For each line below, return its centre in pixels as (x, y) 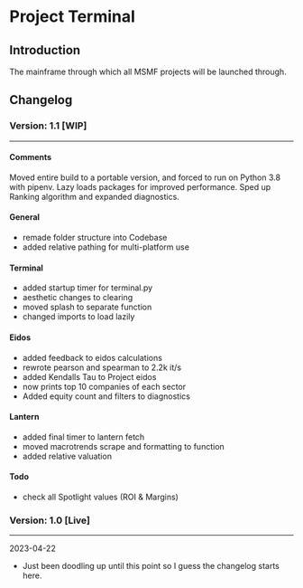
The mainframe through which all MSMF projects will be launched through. (148, 71)
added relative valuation (67, 456)
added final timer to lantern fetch (83, 437)
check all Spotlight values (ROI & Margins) (100, 497)
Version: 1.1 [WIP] (48, 126)
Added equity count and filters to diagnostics (106, 396)
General (25, 217)
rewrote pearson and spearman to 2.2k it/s (102, 367)
